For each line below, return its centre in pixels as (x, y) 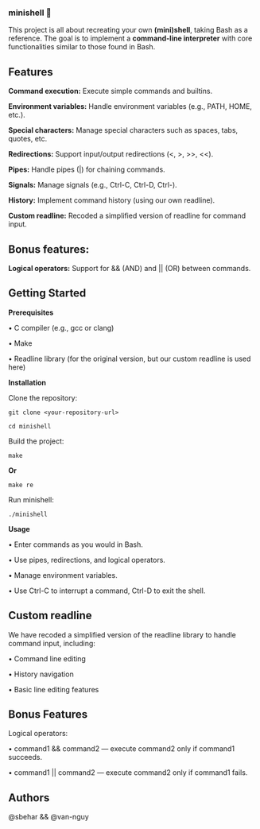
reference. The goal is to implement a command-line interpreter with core (130, 38)
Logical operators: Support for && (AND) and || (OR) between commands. (130, 268)
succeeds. (25, 757)
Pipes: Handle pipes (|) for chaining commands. (87, 169)
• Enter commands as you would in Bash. (76, 544)
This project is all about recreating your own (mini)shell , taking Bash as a (128, 30)
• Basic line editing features (54, 689)
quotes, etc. (28, 139)
